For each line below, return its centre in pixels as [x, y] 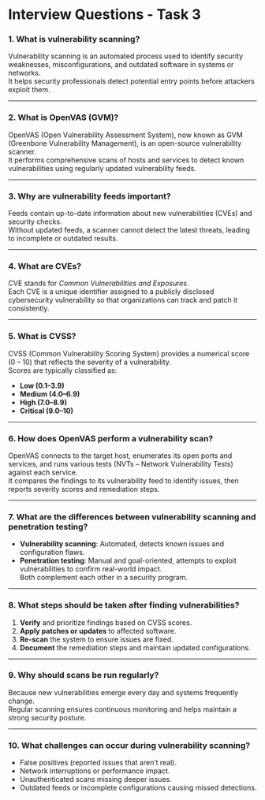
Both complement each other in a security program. [103, 578]
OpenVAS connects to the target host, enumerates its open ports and [120, 456]
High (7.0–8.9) [43, 402]
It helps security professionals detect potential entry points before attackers [131, 81]
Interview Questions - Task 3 [105, 15]
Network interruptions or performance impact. [95, 771]
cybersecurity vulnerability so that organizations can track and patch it [123, 300]
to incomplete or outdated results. [63, 239]
